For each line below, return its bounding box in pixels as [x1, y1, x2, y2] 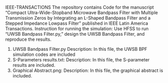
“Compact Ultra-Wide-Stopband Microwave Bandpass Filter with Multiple [5, 10, 158, 16]
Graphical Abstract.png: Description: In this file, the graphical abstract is [12, 67, 163, 73]
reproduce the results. [5, 36, 52, 42]
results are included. [12, 62, 56, 68]
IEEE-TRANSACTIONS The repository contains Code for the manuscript [5, 5, 154, 10]
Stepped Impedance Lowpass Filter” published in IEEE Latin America [5, 20, 148, 26]
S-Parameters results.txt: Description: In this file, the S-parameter [12, 57, 150, 62]
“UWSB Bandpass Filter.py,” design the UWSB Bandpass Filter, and [5, 31, 145, 37]
